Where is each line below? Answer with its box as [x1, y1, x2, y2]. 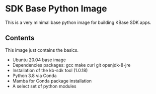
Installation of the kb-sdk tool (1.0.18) [12, 67, 88, 73]
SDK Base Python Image [5, 3, 107, 14]
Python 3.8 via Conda [12, 73, 57, 79]
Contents [5, 34, 35, 42]
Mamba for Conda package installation [12, 78, 92, 84]
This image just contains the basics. [5, 47, 78, 53]
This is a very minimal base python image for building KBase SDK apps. [5, 19, 152, 25]
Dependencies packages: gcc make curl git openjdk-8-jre [12, 62, 131, 68]
